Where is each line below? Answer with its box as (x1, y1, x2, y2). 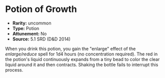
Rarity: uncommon (12, 20, 51, 26)
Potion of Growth (5, 3, 77, 15)
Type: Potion (12, 25, 39, 31)
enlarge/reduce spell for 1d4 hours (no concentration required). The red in (5, 51, 158, 57)
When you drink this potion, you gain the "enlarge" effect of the (5, 45, 136, 51)
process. (5, 66, 23, 73)
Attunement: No (12, 30, 47, 36)
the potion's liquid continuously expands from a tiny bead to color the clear (5, 56, 160, 62)
